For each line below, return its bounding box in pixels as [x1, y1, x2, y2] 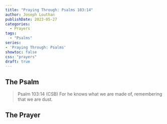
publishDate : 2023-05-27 [5, 17, 57, 22]
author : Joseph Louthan [5, 12, 55, 17]
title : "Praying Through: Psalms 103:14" [5, 7, 94, 13]
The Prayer [5, 111, 41, 119]
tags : [5, 31, 17, 36]
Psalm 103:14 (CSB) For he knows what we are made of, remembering [17, 91, 162, 97]
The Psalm [5, 78, 39, 86]
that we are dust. [17, 96, 53, 102]
